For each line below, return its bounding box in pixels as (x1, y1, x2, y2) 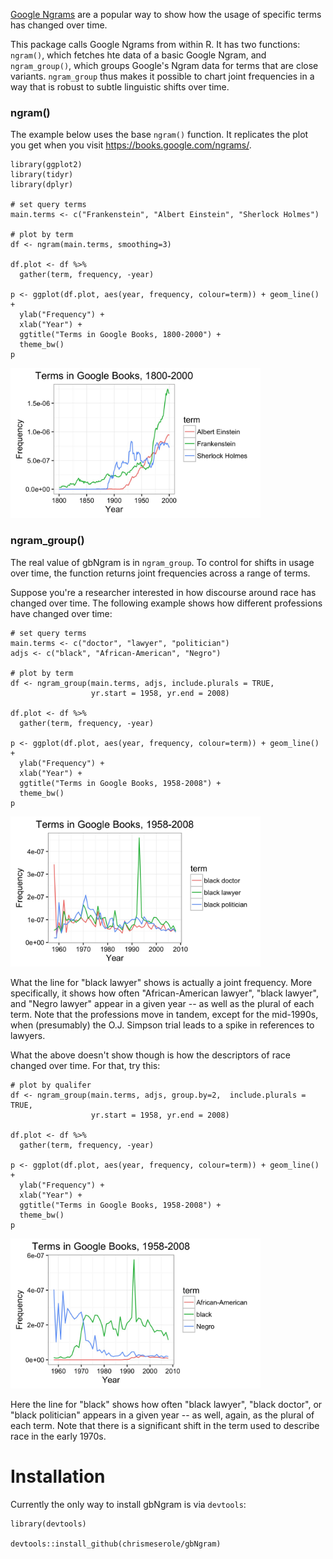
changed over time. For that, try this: (10, 1059, 161, 1071)
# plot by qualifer (10, 1080, 92, 1090)
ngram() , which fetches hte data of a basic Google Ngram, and (10, 49, 267, 61)
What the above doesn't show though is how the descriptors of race (10, 1049, 291, 1061)
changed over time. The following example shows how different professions (10, 597, 323, 609)
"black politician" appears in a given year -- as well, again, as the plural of (10, 1409, 315, 1421)
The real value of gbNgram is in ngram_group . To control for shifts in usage (10, 556, 315, 568)
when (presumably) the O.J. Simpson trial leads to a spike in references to (10, 1019, 315, 1031)
